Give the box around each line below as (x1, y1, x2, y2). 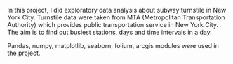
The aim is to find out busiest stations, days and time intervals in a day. (7, 28, 212, 36)
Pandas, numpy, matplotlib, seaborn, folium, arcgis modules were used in (7, 42, 219, 49)
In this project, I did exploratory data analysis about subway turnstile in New (7, 6, 227, 14)
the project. (7, 49, 41, 57)
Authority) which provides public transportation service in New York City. (7, 21, 219, 29)
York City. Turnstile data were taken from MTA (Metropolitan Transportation (7, 13, 226, 22)
